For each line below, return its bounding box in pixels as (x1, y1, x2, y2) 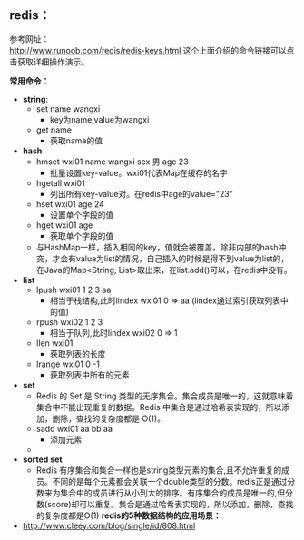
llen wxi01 (35, 338, 74, 349)
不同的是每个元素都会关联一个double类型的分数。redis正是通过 (52, 476, 288, 486)
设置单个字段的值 (49, 209, 114, 220)
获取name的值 (49, 134, 103, 146)
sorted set (22, 454, 63, 465)
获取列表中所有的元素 (49, 369, 130, 380)
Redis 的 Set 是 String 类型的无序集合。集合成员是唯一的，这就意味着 (35, 390, 294, 401)
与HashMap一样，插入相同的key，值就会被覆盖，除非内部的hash (35, 241, 279, 252)
